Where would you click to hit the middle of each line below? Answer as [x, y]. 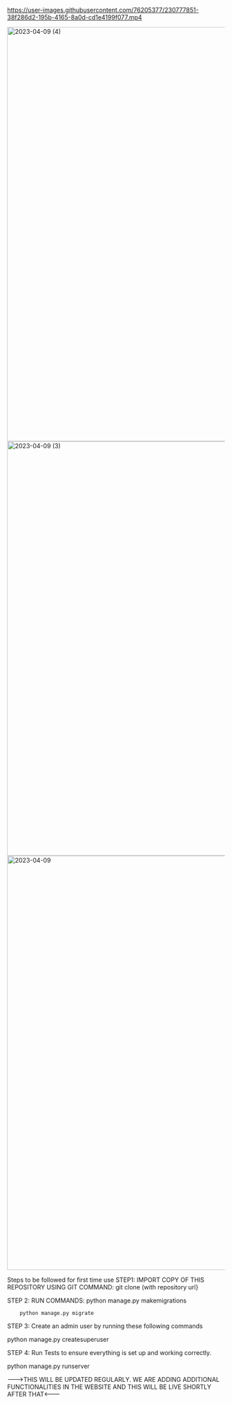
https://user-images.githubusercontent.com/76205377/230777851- [103, 10]
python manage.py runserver [48, 1366]
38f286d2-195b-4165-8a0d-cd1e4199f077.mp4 [75, 17]
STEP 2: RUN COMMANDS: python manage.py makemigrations [97, 1300]
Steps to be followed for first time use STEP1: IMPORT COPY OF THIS [106, 1280]
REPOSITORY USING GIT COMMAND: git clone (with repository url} [103, 1287]
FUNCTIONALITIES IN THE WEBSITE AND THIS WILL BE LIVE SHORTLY [109, 1387]
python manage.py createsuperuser [58, 1339]
